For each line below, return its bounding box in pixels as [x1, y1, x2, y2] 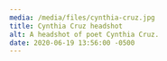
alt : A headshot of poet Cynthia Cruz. [9, 30, 160, 39]
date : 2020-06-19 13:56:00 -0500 [9, 38, 135, 48]
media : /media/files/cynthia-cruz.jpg [9, 13, 155, 22]
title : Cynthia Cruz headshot [9, 22, 124, 30]
